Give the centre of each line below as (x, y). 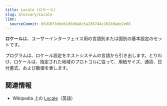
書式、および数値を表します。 (40, 68)
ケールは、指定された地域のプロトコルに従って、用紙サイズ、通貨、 (88, 62)
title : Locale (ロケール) (31, 10)
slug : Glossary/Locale (29, 14)
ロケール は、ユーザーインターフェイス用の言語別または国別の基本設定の (79, 38)
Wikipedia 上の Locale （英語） (44, 98)
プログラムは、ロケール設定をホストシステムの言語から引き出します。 (77, 55)
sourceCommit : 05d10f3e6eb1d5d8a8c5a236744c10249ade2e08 (70, 24)
